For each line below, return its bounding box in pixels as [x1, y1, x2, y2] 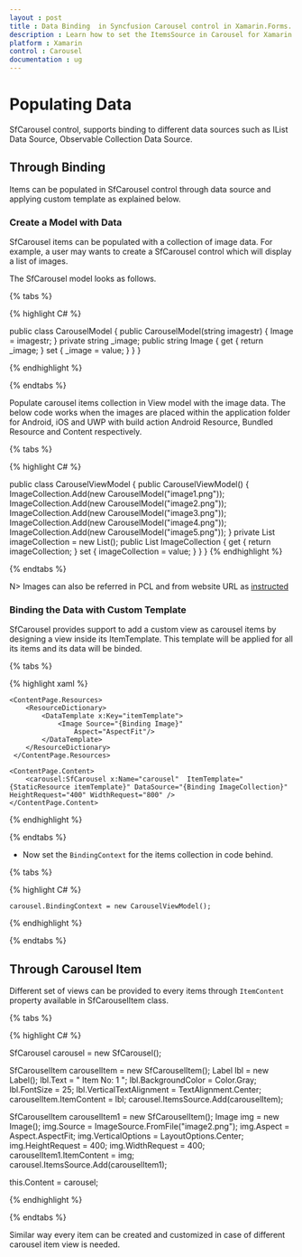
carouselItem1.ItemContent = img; [9, 1149, 135, 1161]
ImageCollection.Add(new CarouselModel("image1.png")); [9, 489, 225, 500]
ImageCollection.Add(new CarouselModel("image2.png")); [9, 498, 227, 509]
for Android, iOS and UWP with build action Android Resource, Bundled [9, 417, 273, 427]
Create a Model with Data [9, 216, 123, 229]
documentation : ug [9, 55, 83, 64]
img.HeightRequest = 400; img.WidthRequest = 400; [9, 1140, 206, 1151]
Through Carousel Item [9, 962, 142, 977]
